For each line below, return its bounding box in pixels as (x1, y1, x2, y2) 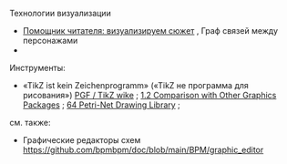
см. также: (9, 118, 51, 128)
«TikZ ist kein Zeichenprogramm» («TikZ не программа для (22, 80, 249, 90)
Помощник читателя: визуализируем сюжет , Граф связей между (22, 26, 279, 36)
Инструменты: (9, 63, 66, 73)
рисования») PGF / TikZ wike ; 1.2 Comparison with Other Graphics (22, 90, 277, 100)
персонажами (22, 36, 78, 46)
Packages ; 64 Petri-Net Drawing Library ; (22, 99, 180, 110)
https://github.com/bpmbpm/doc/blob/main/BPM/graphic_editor (22, 145, 264, 155)
